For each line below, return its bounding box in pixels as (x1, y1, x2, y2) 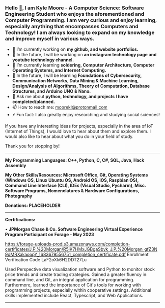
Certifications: (5, 217, 36, 223)
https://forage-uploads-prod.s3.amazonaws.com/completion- (5, 241, 130, 247)
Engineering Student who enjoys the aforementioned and (5, 10, 145, 17)
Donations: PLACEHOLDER (5, 203, 61, 208)
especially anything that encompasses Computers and (5, 23, 138, 30)
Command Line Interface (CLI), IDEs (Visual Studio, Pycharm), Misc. (5, 182, 146, 189)
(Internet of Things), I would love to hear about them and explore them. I (5, 128, 151, 135)
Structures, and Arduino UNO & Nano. (12, 88, 91, 94)
